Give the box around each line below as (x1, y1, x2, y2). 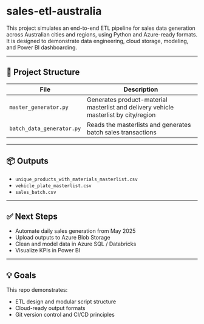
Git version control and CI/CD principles (15, 311, 115, 319)
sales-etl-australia (6, 4, 102, 18)
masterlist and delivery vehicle (87, 103, 174, 111)
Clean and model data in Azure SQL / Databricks (15, 240, 137, 247)
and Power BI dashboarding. (6, 44, 78, 51)
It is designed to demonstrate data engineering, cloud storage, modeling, (6, 37, 189, 44)
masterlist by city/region (87, 111, 156, 119)
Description (123, 85, 158, 94)
